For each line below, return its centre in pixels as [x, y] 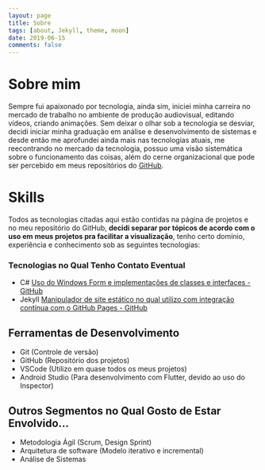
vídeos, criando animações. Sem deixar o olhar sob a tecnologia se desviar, [132, 123]
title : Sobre [30, 23]
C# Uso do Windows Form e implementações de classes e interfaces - [135, 283]
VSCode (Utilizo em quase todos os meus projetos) [104, 369]
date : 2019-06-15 [37, 38]
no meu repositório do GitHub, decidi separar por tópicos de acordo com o [132, 228]
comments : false [35, 45]
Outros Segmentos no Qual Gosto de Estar [115, 411]
